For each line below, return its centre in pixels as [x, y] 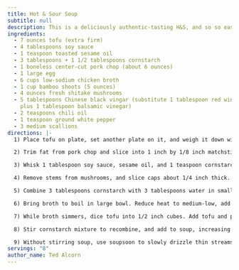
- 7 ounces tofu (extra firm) [58, 40]
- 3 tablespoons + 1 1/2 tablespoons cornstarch [87, 60]
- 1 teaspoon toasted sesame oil [63, 54]
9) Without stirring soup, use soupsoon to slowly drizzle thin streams [124, 242]
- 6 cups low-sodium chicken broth [67, 80]
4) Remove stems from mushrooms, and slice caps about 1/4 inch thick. [122, 178]
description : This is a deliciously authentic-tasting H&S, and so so [114, 27]
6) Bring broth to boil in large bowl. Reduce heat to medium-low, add [122, 203]
